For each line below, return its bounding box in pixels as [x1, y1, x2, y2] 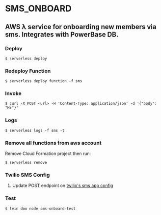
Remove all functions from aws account [5, 139, 102, 146]
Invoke [5, 90, 22, 97]
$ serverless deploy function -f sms [5, 79, 82, 84]
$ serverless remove [5, 160, 48, 165]
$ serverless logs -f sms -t [5, 128, 65, 133]
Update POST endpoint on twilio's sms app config [12, 183, 113, 188]
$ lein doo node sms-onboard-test [5, 206, 76, 211]
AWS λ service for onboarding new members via [5, 23, 157, 31]
